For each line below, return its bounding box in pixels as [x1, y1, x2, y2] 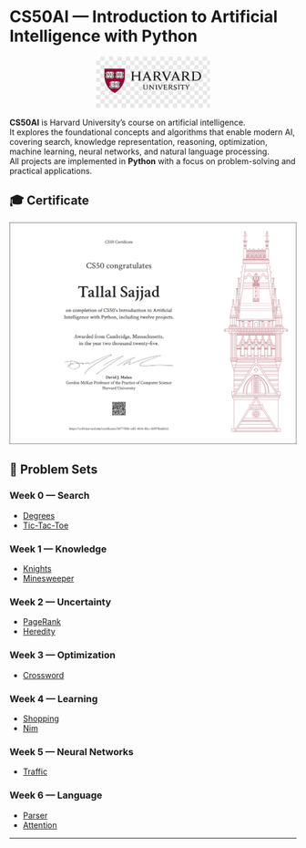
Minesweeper [22, 573, 75, 584]
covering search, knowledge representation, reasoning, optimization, [9, 136, 268, 147]
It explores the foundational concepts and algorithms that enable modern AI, [9, 126, 296, 138]
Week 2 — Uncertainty [9, 595, 112, 608]
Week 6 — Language [9, 789, 103, 801]
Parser [22, 810, 48, 821]
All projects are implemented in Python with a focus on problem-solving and [9, 155, 296, 166]
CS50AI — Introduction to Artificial [9, 6, 278, 27]
